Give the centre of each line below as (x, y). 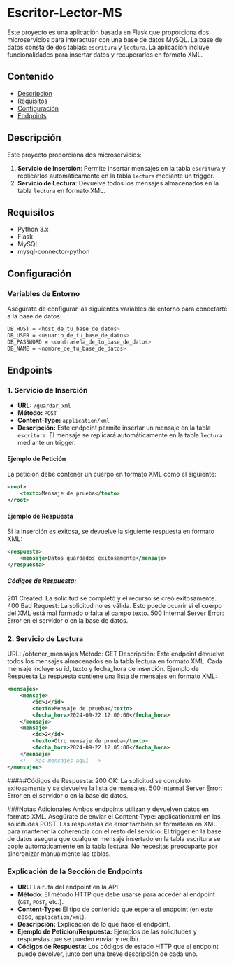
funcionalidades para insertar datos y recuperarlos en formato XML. (105, 55)
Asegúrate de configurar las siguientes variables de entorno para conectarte (117, 309)
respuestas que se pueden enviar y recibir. (79, 938)
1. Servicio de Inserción (47, 390)
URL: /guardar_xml (44, 406)
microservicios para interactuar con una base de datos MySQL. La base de (115, 39)
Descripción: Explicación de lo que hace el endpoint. (94, 924)
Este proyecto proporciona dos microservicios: (74, 155)
